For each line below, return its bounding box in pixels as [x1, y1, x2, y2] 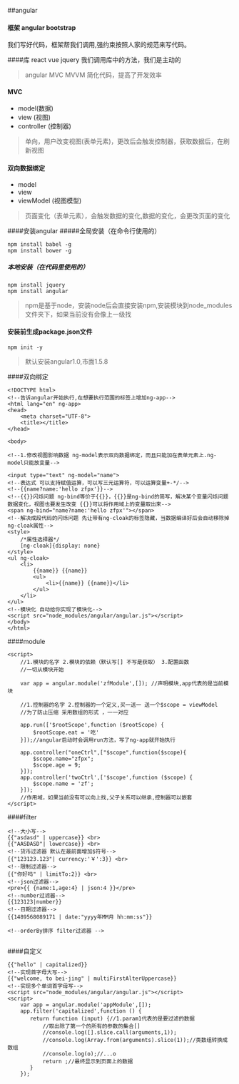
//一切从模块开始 [20, 666, 64, 673]
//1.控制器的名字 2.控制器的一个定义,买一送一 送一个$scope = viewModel [20, 701, 218, 708]
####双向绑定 [7, 372, 49, 381]
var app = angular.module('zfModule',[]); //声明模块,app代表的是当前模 [20, 680, 229, 687]
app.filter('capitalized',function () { [20, 1007, 142, 1015]
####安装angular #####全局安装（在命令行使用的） [7, 226, 161, 235]
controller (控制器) [17, 122, 71, 131]
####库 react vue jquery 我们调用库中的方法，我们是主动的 [7, 56, 182, 64]
